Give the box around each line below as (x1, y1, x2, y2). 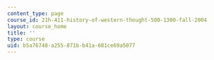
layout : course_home (7, 23, 68, 30)
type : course (7, 36, 45, 43)
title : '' (7, 29, 36, 37)
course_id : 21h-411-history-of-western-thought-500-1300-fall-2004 (7, 17, 208, 23)
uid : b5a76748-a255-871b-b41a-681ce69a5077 (7, 42, 136, 49)
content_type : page (7, 10, 64, 17)
